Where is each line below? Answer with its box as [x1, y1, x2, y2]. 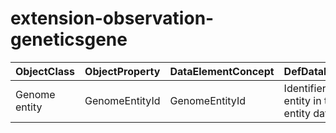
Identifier [283, 81, 327, 95]
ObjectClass [15, 64, 75, 78]
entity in [283, 93, 322, 107]
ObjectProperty [84, 64, 161, 78]
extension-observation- [10, 7, 215, 30]
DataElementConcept [169, 64, 275, 78]
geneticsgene [10, 28, 128, 51]
